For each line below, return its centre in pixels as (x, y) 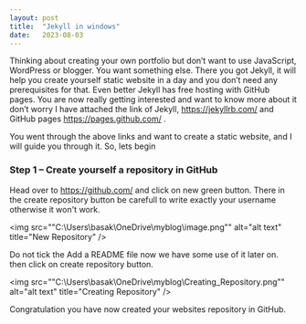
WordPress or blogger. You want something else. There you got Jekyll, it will (153, 70)
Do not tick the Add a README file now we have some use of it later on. (144, 254)
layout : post (34, 18)
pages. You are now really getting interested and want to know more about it (153, 99)
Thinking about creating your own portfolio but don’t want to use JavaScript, (153, 61)
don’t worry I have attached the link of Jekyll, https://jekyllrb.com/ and (142, 110)
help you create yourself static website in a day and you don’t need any (144, 80)
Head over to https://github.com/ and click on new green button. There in (147, 190)
